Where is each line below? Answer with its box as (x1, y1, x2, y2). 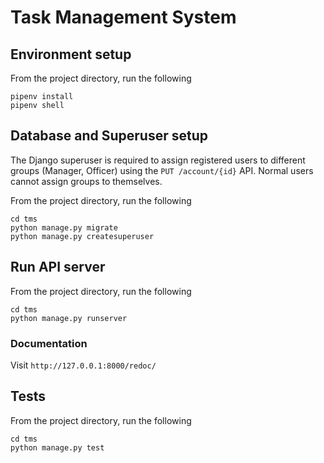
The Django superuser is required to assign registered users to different (10, 154, 306, 166)
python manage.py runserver (10, 313, 128, 323)
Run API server (10, 259, 106, 276)
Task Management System (10, 6, 237, 29)
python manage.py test (10, 442, 105, 453)
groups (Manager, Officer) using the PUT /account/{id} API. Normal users (10, 164, 314, 176)
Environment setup (10, 46, 132, 63)
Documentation (10, 336, 88, 350)
